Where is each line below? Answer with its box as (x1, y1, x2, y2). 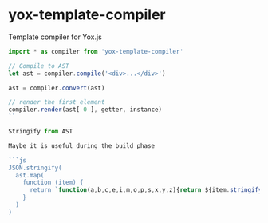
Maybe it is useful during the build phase (8, 141, 156, 149)
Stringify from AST (8, 128, 73, 136)
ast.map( (15, 171, 45, 179)
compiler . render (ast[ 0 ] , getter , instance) (8, 106, 162, 113)
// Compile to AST (8, 62, 69, 70)
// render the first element (8, 98, 105, 106)
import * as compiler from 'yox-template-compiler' (8, 47, 183, 55)
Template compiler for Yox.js (8, 32, 102, 42)
